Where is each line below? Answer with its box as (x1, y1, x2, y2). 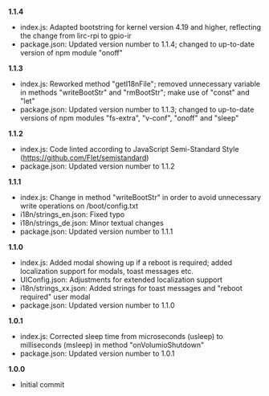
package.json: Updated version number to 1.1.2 (19, 161, 175, 171)
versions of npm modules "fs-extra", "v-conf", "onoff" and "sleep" (19, 113, 239, 123)
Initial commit (19, 380, 65, 389)
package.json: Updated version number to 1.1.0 (19, 300, 175, 310)
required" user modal (19, 292, 91, 301)
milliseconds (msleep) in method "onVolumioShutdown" (19, 341, 205, 349)
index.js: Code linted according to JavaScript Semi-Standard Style (19, 145, 239, 153)
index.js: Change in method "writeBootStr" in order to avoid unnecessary (19, 193, 262, 202)
